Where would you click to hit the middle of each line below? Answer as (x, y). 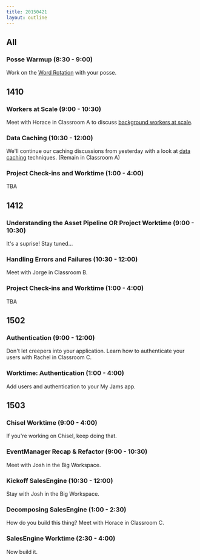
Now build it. (22, 552)
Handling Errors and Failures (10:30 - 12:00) (72, 260)
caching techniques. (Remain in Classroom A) (63, 158)
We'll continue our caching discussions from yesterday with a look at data (98, 151)
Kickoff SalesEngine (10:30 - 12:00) (60, 481)
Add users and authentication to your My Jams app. (71, 386)
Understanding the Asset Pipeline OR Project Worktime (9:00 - (100, 223)
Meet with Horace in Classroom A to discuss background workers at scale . (99, 122)
